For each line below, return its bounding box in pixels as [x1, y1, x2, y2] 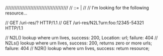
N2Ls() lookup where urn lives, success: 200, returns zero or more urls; [5, 40, 152, 46]
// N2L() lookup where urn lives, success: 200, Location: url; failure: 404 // [5, 35, 158, 40]
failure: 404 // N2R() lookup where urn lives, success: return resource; [5, 45, 150, 51]
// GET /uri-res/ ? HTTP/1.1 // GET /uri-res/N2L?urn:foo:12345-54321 [5, 20, 144, 25]
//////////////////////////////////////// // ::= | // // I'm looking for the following [5, 5, 150, 10]
